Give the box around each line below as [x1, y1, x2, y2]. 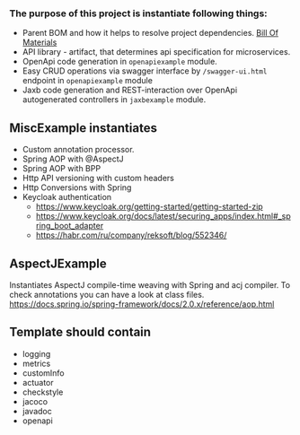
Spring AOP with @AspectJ [22, 153, 124, 164]
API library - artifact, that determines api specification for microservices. [22, 47, 291, 57]
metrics [22, 358, 51, 369]
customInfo [22, 367, 65, 378]
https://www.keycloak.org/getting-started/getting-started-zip [35, 201, 263, 213]
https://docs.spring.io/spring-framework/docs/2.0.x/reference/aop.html [9, 299, 275, 309]
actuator [22, 377, 54, 387]
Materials [22, 37, 57, 48]
